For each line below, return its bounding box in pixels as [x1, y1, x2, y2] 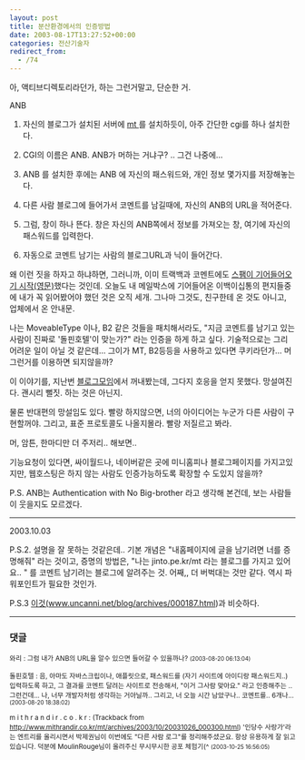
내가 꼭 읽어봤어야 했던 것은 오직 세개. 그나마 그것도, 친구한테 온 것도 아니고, [18, 292, 288, 302]
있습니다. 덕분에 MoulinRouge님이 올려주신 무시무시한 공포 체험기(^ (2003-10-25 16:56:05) [9, 743, 271, 752]
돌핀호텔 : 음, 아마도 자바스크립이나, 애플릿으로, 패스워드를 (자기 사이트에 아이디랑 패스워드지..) [9, 672, 289, 681]
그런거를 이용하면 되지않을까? [9, 357, 113, 367]
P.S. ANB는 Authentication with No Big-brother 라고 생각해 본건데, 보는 [9, 488, 268, 498]
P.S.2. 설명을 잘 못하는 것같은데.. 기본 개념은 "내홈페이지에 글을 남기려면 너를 [9, 544, 281, 555]
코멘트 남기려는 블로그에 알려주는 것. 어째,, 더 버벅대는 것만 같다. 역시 [39, 567, 283, 578]
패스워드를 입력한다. [22, 230, 93, 241]
